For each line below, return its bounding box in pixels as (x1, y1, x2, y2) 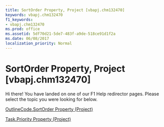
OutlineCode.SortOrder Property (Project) (5, 106, 93, 112)
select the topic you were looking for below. (5, 96, 98, 102)
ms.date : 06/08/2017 (5, 36, 50, 41)
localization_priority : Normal (5, 41, 72, 46)
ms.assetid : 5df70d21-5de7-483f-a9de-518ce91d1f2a (5, 31, 116, 36)
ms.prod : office (5, 27, 40, 32)
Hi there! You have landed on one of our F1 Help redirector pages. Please (5, 91, 159, 97)
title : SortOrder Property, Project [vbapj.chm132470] (5, 7, 125, 13)
